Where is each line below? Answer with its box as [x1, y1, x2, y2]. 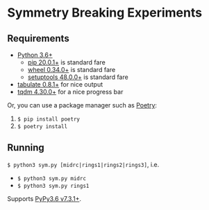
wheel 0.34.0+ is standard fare [27, 66, 116, 73]
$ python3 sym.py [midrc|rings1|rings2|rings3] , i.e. [7, 160, 160, 168]
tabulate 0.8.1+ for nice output [17, 80, 103, 88]
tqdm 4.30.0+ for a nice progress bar [17, 88, 124, 96]
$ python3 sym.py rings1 [17, 182, 90, 189]
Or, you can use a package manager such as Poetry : [7, 101, 158, 109]
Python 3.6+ [17, 51, 53, 59]
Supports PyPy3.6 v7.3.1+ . [7, 194, 82, 202]
